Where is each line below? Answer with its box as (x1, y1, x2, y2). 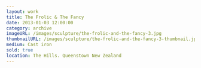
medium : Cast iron (6, 42, 52, 48)
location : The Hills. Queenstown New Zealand (6, 53, 121, 59)
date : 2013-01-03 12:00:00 (6, 20, 74, 25)
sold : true (6, 47, 33, 53)
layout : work (6, 8, 39, 15)
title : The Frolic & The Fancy (6, 14, 84, 20)
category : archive (6, 25, 52, 31)
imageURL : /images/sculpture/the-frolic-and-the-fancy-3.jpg (6, 31, 162, 37)
